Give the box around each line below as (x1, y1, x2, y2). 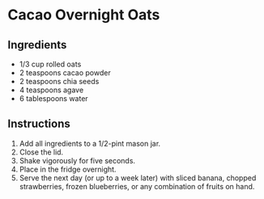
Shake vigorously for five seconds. (19, 155, 135, 165)
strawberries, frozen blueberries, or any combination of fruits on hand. (19, 181, 255, 191)
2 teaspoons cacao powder (19, 68, 111, 78)
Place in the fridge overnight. (19, 164, 117, 174)
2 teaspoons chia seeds (19, 77, 100, 86)
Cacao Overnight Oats (7, 6, 160, 24)
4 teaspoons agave (19, 85, 84, 95)
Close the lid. (19, 147, 64, 157)
